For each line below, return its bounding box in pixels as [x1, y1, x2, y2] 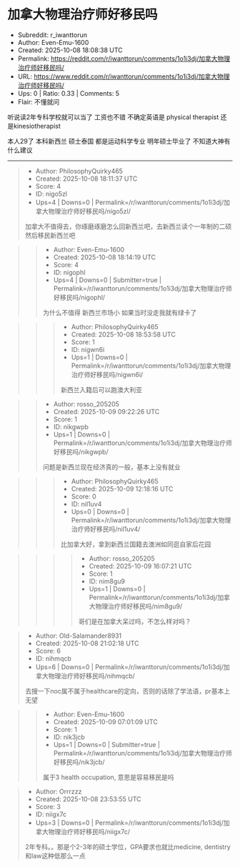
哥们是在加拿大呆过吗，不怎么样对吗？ [78, 617, 191, 626]
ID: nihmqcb [35, 654, 71, 663]
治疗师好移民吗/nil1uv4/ [71, 524, 141, 533]
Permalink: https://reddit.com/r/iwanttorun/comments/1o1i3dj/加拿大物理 [17, 54, 231, 63]
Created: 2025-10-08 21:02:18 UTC [35, 638, 139, 647]
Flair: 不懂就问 [17, 97, 59, 106]
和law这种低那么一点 [24, 851, 86, 860]
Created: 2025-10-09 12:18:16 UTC [71, 484, 174, 493]
